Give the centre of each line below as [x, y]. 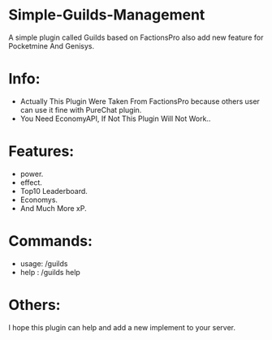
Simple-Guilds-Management [107, 15]
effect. [31, 182]
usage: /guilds [44, 263]
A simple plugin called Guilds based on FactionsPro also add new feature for [136, 37]
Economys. [39, 200]
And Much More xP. [53, 208]
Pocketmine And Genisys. [52, 45]
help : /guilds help [50, 272]
